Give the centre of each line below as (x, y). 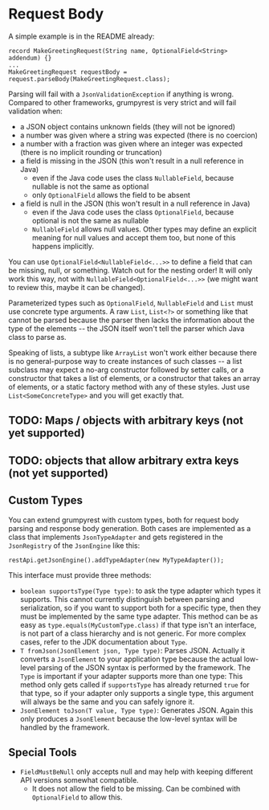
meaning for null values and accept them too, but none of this (134, 237)
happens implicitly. (63, 246)
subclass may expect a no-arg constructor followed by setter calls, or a (126, 370)
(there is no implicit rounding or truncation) (91, 152)
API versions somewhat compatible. (79, 780)
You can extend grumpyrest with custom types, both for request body (124, 520)
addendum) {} (30, 58)
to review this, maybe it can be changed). (77, 287)
